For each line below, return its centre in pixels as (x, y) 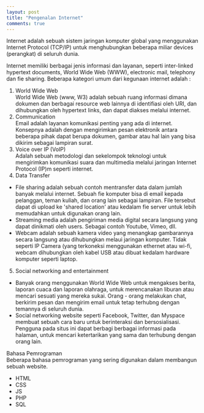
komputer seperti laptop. (46, 259)
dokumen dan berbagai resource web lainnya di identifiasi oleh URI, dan (106, 104)
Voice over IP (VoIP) (40, 149)
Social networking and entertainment (62, 271)
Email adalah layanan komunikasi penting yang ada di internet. (94, 123)
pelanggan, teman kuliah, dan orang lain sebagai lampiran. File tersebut (105, 201)
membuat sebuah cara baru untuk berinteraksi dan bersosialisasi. (98, 322)
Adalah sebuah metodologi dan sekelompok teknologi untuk (91, 156)
